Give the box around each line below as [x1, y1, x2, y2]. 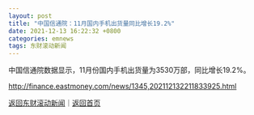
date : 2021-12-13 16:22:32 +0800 [8, 27, 121, 35]
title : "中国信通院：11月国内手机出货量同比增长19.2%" [8, 19, 176, 28]
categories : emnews [8, 34, 74, 43]
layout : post [8, 11, 53, 20]
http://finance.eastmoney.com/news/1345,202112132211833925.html [8, 82, 237, 92]
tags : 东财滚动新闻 [8, 42, 67, 50]
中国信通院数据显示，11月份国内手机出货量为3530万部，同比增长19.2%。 [8, 66, 251, 75]
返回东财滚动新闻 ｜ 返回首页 [8, 98, 101, 108]
